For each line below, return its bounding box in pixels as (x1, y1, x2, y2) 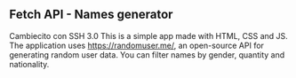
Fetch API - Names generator (9, 7, 173, 22)
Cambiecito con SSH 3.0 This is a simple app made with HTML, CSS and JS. (9, 30, 289, 41)
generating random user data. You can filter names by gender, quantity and (9, 49, 285, 60)
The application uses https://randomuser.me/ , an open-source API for (9, 40, 265, 51)
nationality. (9, 58, 50, 69)
